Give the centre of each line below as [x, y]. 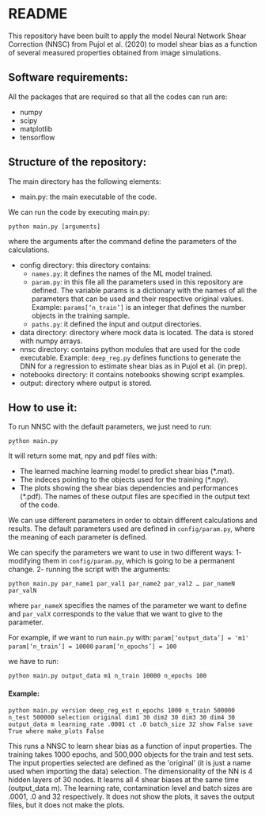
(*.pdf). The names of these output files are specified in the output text [135, 497]
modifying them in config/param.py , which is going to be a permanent [122, 561]
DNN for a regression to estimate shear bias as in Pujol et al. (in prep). [133, 366]
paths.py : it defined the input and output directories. [116, 324]
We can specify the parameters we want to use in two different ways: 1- [125, 552]
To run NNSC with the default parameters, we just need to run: [110, 427]
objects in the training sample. [81, 315]
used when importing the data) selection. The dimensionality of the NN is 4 [131, 771]
